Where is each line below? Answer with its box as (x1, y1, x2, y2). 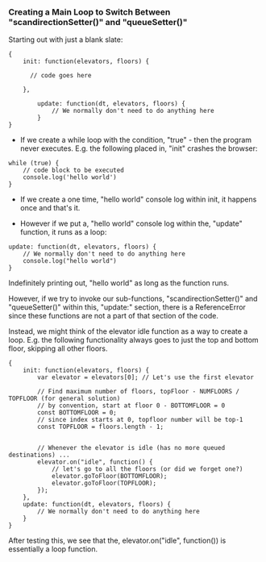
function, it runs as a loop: (19, 227, 107, 237)
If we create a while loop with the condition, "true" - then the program (19, 135, 252, 145)
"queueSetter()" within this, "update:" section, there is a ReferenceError (8, 302, 246, 312)
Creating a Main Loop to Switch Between (8, 6, 171, 18)
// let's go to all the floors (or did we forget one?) (51, 465, 243, 473)
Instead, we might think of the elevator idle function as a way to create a (8, 327, 248, 336)
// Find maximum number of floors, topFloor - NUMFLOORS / (37, 388, 240, 396)
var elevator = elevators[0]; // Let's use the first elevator (37, 373, 254, 381)
